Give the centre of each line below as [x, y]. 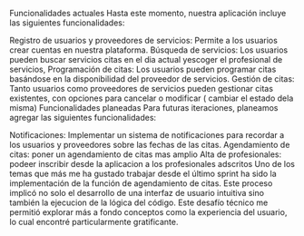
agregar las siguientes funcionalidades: [83, 118]
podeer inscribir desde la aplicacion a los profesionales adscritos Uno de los [152, 164]
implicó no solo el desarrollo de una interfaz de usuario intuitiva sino [137, 193]
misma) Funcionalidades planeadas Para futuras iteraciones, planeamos [144, 108]
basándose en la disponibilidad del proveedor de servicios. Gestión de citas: [152, 79]
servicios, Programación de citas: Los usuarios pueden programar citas [143, 69]
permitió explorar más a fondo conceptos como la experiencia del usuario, [148, 212]
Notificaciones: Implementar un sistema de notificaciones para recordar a [147, 135]
